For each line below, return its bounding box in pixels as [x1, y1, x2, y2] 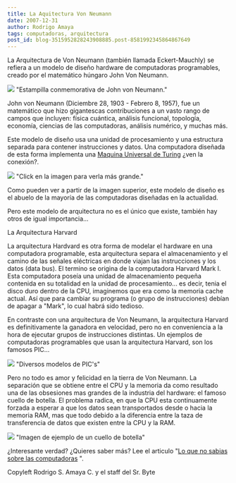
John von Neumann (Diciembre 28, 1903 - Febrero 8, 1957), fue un [7, 99, 200, 108]
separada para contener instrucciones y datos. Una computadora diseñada [7, 142, 225, 152]
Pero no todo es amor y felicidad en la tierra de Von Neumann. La [7, 374, 197, 382]
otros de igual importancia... [7, 214, 89, 223]
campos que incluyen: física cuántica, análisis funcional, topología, [7, 114, 201, 123]
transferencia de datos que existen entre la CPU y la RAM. [7, 419, 176, 427]
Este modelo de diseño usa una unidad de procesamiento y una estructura [7, 135, 223, 144]
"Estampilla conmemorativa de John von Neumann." [15, 85, 168, 94]
